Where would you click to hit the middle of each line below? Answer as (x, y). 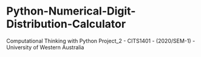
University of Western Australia (45, 47)
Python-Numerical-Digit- (71, 11)
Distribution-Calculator (66, 24)
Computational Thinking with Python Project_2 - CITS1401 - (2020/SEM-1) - (101, 41)
